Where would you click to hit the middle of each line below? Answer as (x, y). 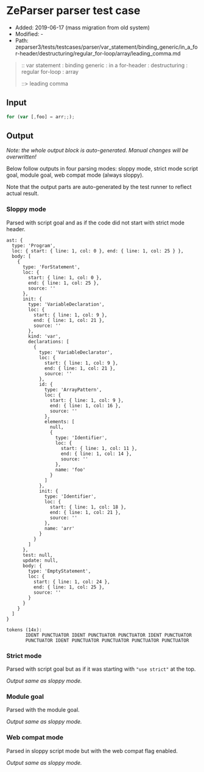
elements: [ (60, 421)
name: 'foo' (70, 470)
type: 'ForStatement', (51, 267)
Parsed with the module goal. (43, 710)
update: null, (40, 560)
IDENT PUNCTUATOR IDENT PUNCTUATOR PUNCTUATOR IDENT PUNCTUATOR (108, 635)
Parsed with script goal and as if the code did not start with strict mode (95, 223)
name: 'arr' (60, 528)
